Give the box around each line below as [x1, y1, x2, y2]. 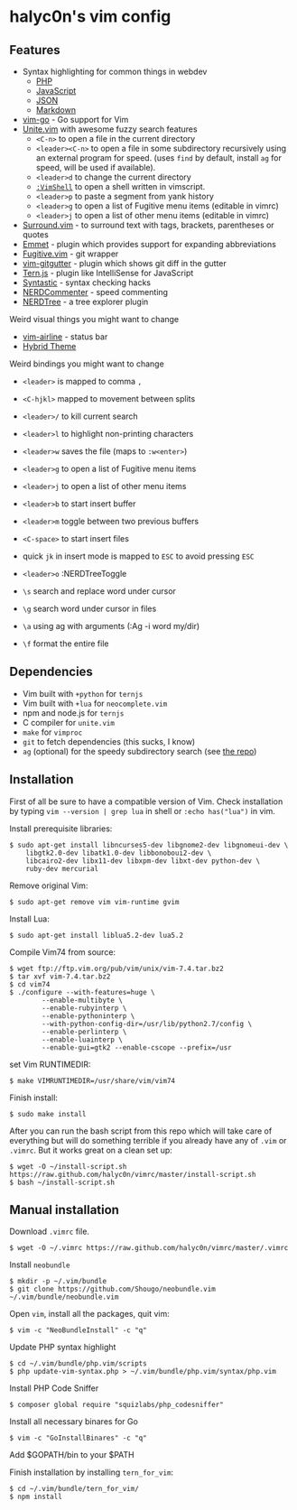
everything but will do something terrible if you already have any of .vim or [9, 1135, 287, 1145]
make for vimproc [22, 727, 83, 737]
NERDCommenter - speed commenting [22, 287, 169, 297]
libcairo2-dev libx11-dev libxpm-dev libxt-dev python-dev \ [25, 856, 260, 866]
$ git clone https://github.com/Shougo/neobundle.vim [9, 1284, 217, 1294]
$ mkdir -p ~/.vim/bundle [9, 1277, 107, 1286]
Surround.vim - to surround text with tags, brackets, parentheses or [22, 219, 274, 230]
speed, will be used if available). [35, 162, 156, 172]
